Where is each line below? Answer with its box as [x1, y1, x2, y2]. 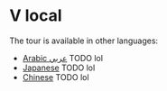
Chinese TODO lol [22, 71, 89, 82]
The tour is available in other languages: [9, 35, 159, 46]
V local [9, 5, 62, 26]
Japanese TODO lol [22, 62, 96, 73]
